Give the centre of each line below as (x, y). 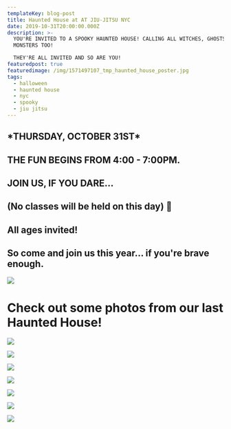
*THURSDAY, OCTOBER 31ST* (74, 137)
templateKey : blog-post (41, 13)
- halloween (31, 83)
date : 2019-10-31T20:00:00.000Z (53, 26)
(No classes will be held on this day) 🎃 (90, 207)
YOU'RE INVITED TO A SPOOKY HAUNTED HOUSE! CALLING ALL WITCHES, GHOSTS (120, 39)
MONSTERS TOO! (33, 45)
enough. (25, 264)
